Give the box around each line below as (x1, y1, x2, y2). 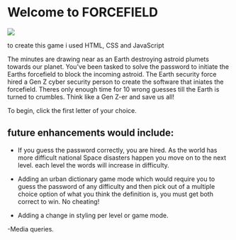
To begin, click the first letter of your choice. (7, 106, 137, 114)
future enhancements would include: (7, 127, 174, 139)
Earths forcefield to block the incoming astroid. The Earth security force (7, 70, 217, 78)
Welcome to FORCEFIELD (7, 4, 158, 21)
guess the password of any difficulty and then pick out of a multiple (17, 182, 215, 190)
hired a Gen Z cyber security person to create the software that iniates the (7, 77, 224, 86)
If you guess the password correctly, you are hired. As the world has (17, 146, 218, 154)
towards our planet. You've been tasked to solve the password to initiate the (7, 62, 229, 71)
